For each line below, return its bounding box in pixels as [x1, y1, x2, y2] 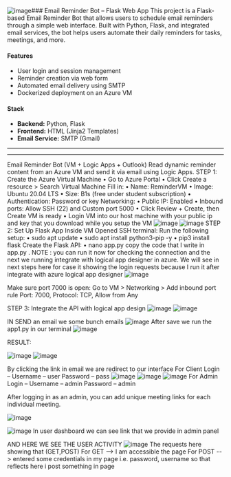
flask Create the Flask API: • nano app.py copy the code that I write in [7, 241, 205, 249]
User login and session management [16, 67, 122, 75]
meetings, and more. [7, 36, 66, 44]
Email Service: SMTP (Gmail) [16, 134, 101, 142]
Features [7, 52, 33, 60]
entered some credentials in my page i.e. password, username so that [12, 455, 211, 463]
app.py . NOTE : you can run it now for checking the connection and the [7, 248, 211, 257]
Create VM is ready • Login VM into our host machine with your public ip [7, 212, 213, 220]
